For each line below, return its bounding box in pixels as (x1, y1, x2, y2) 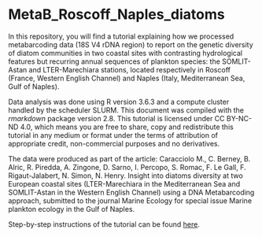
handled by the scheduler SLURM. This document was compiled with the (8, 105, 244, 115)
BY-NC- (227, 113, 253, 123)
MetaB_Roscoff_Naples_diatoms (8, 6, 226, 24)
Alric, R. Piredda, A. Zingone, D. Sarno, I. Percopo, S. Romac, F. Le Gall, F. (8, 162, 246, 172)
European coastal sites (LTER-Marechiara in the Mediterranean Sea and (8, 179, 241, 188)
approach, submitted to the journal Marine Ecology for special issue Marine (8, 195, 253, 206)
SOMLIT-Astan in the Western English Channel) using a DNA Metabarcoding (8, 187, 255, 197)
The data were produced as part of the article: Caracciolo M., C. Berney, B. (8, 154, 251, 163)
